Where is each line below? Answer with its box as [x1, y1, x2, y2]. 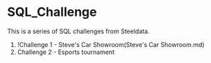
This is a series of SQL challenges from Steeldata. [7, 27, 150, 35]
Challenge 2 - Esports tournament [17, 48, 115, 56]
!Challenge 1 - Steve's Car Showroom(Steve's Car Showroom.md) [17, 40, 205, 48]
